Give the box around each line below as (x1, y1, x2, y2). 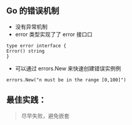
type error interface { (6, 42, 67, 49)
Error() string (6, 48, 45, 54)
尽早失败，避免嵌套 (21, 112, 70, 120)
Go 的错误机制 (6, 5, 60, 16)
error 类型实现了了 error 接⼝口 (15, 30, 93, 38)
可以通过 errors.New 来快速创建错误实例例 (15, 64, 122, 72)
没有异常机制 (15, 23, 47, 30)
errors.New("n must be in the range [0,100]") (6, 76, 127, 83)
